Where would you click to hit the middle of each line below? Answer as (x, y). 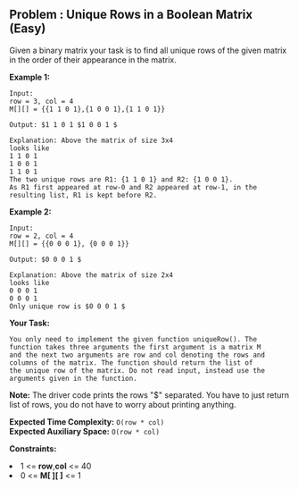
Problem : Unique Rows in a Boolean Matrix (131, 15)
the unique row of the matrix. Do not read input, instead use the (137, 370)
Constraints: (33, 448)
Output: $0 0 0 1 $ (46, 259)
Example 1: (30, 77)
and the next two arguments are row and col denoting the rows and (137, 355)
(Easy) (28, 29)
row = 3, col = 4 (41, 101)
